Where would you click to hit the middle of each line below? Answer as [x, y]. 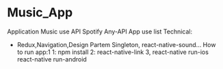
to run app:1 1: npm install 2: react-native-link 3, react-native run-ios [113, 52]
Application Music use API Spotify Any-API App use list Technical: [100, 31]
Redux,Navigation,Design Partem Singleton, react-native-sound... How [116, 44]
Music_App [40, 13]
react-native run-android [52, 59]
